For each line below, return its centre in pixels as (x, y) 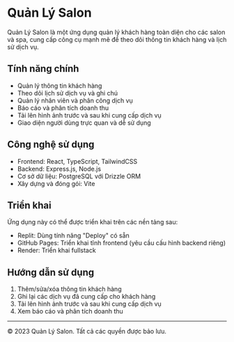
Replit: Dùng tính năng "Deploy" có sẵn (73, 235)
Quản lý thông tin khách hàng (60, 86)
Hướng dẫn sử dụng (51, 272)
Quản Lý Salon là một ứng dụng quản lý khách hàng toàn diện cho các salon (116, 32)
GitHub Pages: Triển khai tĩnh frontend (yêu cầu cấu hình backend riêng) (122, 243)
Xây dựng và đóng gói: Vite (56, 183)
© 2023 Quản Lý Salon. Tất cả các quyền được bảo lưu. (87, 332)
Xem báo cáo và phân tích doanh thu (70, 311)
